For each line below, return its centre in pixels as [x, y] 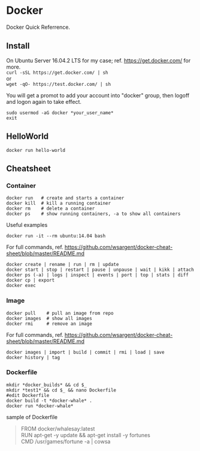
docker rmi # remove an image [49, 324]
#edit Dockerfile [28, 395]
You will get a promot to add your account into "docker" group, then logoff [98, 95]
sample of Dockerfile [32, 417]
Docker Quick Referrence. [38, 27]
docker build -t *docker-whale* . [49, 401]
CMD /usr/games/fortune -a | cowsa [66, 441]
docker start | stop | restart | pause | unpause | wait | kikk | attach [100, 270]
